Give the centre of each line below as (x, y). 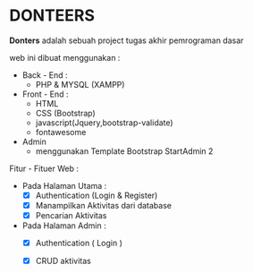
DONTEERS (52, 16)
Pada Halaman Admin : (64, 226)
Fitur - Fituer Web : (44, 168)
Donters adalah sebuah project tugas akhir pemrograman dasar (126, 40)
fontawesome (61, 132)
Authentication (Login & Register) (97, 195)
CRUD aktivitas (63, 261)
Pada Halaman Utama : (64, 185)
